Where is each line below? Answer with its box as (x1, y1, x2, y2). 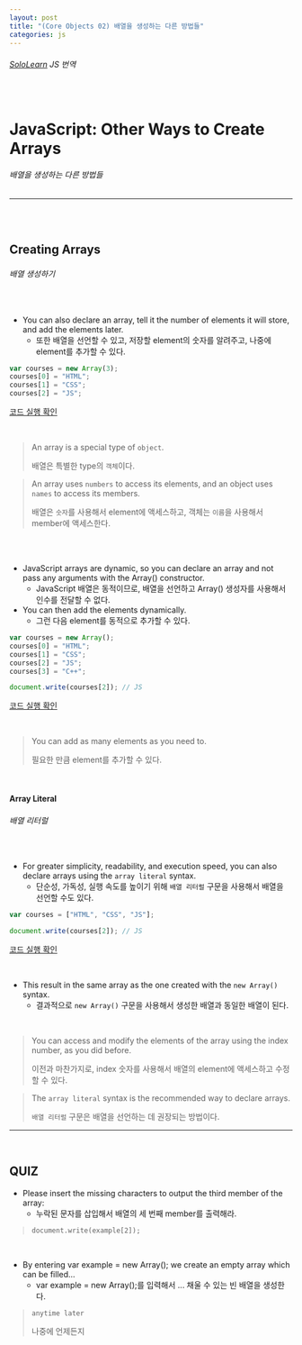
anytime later (31, 1308, 84, 1318)
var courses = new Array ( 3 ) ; (9, 364, 119, 373)
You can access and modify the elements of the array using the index (31, 1035, 289, 1046)
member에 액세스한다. (31, 518, 111, 529)
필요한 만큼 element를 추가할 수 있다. (31, 754, 163, 766)
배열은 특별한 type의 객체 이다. (31, 460, 135, 471)
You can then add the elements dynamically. (22, 604, 187, 615)
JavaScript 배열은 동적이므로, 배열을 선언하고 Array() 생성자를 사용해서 (35, 583, 286, 595)
